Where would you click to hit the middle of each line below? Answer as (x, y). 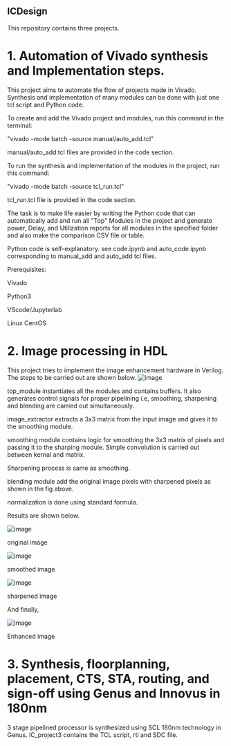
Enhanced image (31, 636)
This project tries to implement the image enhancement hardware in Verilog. (115, 370)
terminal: (20, 125)
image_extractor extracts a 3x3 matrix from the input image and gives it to (112, 419)
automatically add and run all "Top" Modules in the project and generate (110, 220)
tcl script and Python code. (46, 104)
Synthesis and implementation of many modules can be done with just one (113, 97)
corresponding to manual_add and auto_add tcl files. (82, 256)
